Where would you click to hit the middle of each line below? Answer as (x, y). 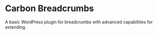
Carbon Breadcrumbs (49, 9)
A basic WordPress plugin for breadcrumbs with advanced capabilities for (79, 22)
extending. (16, 27)
